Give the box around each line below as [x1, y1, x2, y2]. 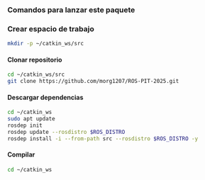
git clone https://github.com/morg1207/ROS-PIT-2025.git [7, 78, 179, 85]
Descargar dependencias [7, 93, 84, 101]
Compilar [7, 150, 35, 159]
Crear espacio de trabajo [7, 23, 94, 33]
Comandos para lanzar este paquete [7, 5, 135, 15]
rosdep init [7, 122, 43, 129]
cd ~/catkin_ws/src [7, 71, 65, 79]
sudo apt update [7, 116, 55, 123]
